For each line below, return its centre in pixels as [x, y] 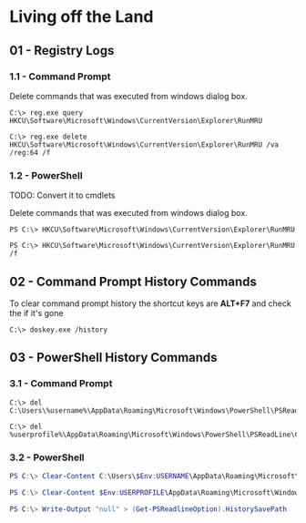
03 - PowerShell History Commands [113, 358]
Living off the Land [82, 17]
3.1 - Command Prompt [61, 384]
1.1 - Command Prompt [60, 77]
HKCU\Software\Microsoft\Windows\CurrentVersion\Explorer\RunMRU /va [144, 144]
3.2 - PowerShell [47, 457]
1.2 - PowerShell [46, 175]
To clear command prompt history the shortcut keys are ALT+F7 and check [150, 303]
